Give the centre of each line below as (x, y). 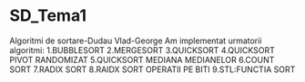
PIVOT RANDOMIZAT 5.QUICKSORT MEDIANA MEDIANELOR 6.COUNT (142, 59)
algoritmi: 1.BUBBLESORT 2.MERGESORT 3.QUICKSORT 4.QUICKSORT (142, 50)
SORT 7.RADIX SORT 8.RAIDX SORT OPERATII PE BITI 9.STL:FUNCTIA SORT (152, 69)
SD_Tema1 (48, 16)
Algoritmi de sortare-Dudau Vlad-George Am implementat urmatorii (136, 41)
